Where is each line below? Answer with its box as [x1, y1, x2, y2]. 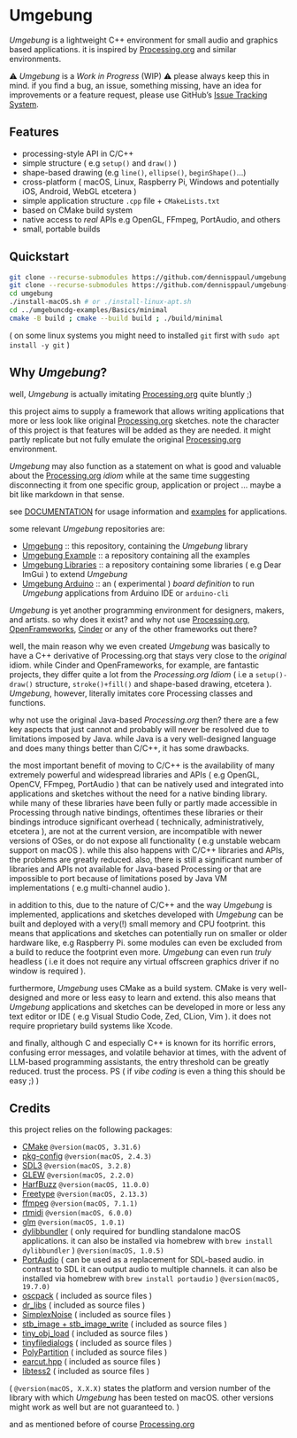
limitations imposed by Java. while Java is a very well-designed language [9, 733, 277, 744]
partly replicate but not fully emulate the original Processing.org [9, 434, 241, 444]
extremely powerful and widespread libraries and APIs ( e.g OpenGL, [9, 769, 260, 780]
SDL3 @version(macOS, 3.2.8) [21, 1161, 132, 1171]
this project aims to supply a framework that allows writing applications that [9, 405, 285, 417]
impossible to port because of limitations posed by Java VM [9, 872, 228, 883]
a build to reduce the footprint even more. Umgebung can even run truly [9, 946, 272, 957]
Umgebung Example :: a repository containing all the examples [21, 550, 250, 560]
